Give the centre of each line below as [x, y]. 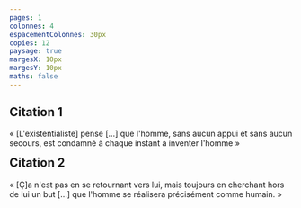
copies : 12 [30, 43]
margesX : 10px [36, 59]
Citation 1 [36, 112]
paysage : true [36, 51]
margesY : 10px [36, 68]
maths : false [34, 77]
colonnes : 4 [31, 26]
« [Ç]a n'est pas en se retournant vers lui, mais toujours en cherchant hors [147, 185]
